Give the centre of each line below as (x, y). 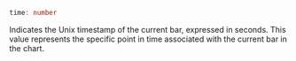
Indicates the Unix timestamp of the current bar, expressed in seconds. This (148, 29)
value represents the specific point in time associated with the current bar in (148, 39)
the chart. (27, 48)
